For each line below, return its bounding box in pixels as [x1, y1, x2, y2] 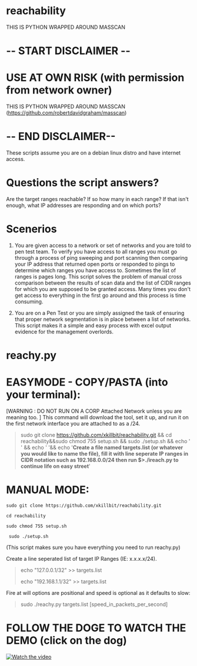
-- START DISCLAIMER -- [6, 44, 131, 58]
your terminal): [6, 388, 81, 401]
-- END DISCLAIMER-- [6, 130, 116, 143]
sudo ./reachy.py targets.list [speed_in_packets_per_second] [20, 601, 168, 608]
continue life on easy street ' [20, 463, 91, 470]
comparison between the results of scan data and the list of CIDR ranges [14, 279, 191, 286]
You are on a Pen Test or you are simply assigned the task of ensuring [14, 309, 185, 316]
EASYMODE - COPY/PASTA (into [6, 376, 169, 389]
